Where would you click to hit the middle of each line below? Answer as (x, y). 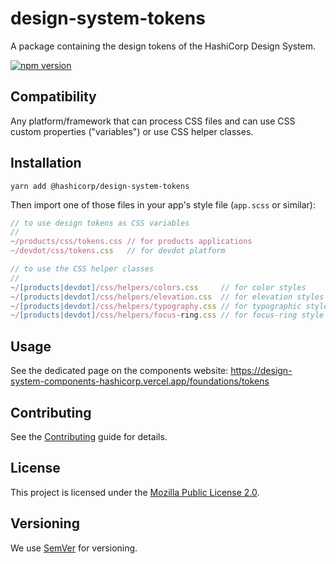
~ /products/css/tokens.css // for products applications (131, 242)
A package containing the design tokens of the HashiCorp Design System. (163, 46)
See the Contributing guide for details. (89, 436)
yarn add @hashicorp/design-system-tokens (100, 186)
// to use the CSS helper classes (82, 269)
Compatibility (53, 97)
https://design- (261, 371)
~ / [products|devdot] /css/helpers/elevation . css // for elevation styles (167, 297)
